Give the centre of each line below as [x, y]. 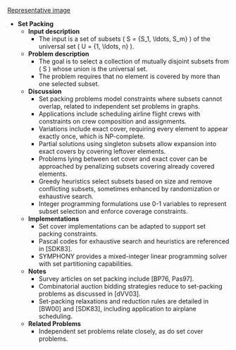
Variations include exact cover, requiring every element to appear [133, 129]
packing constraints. [68, 234]
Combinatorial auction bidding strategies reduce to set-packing [131, 286]
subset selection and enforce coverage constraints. [113, 211]
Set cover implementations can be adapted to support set [122, 226]
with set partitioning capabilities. [86, 264]
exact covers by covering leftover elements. [102, 151]
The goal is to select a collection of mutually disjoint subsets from [134, 61]
